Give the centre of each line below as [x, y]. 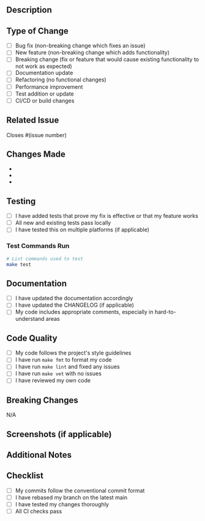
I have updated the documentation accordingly [74, 298]
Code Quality [32, 338]
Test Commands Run [38, 246]
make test [19, 264]
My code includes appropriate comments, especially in [84, 312]
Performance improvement [49, 87]
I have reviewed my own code [53, 380]
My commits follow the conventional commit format [80, 490]
